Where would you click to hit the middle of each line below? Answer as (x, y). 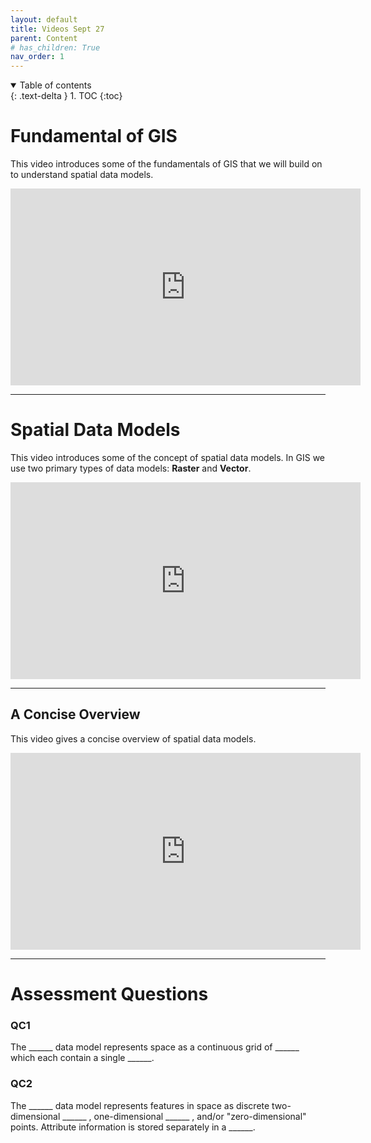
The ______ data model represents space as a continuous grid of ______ (155, 1047)
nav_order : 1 (37, 57)
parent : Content (44, 38)
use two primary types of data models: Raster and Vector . (131, 468)
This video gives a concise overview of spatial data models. (133, 738)
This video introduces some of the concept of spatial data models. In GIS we (168, 457)
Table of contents (55, 85)
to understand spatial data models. (82, 175)
